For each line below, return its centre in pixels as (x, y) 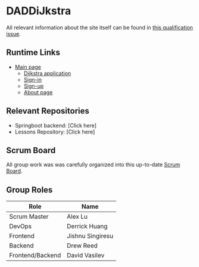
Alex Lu (77, 217)
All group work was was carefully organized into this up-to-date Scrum (93, 164)
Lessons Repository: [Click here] (55, 132)
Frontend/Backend (35, 256)
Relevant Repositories (48, 111)
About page (38, 92)
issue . (13, 33)
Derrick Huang (87, 226)
